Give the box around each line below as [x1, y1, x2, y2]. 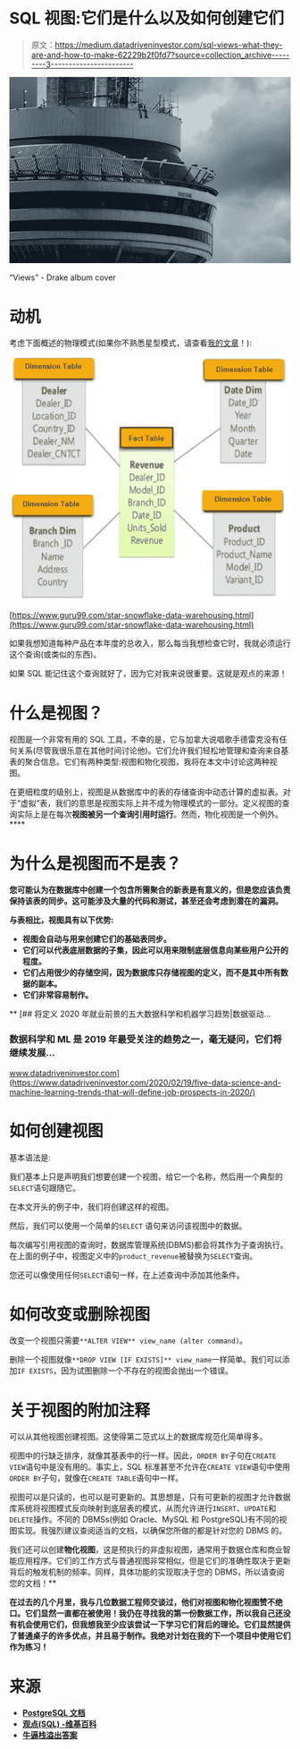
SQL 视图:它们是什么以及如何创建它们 [9, 8, 284, 29]
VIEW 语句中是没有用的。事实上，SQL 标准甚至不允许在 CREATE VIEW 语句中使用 [9, 1462, 290, 1473]
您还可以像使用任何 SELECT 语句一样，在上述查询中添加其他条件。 [9, 1269, 245, 1280]
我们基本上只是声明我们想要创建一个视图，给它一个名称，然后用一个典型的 [9, 1171, 283, 1182]
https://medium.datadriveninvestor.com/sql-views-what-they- [54, 39, 283, 50]
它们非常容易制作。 [21, 989, 94, 1000]
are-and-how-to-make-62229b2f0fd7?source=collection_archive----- [30, 49, 290, 60]
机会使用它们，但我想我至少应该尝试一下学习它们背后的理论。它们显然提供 [16, 1619, 291, 1630]
